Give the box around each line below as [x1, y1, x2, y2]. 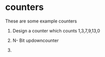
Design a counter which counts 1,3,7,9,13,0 [12, 27, 100, 33]
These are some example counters [5, 18, 77, 24]
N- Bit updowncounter [12, 37, 59, 43]
